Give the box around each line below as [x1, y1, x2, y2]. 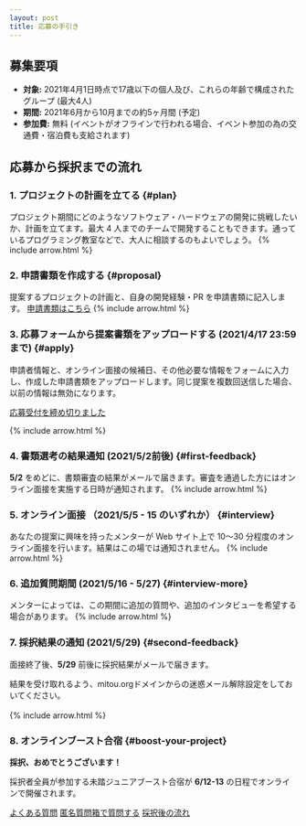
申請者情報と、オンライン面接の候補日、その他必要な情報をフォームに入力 [9, 364, 290, 375]
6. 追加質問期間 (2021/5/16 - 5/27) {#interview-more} [9, 577, 248, 590]
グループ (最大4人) [22, 95, 93, 106]
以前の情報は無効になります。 [9, 387, 121, 398]
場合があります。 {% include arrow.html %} [9, 611, 172, 622]
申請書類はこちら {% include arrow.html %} [26, 303, 190, 314]
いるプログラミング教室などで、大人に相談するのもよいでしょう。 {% [9, 234, 270, 245]
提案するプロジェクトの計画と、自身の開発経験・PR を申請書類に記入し [9, 292, 279, 303]
